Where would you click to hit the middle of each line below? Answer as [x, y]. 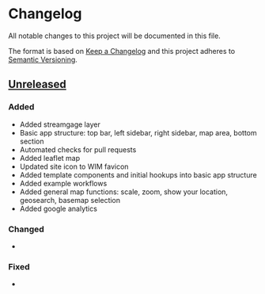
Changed [26, 229]
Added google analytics [58, 208]
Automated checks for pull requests [78, 149]
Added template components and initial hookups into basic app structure [138, 174]
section [32, 141]
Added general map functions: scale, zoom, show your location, [123, 192]
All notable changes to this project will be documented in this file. [115, 36]
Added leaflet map [50, 158]
